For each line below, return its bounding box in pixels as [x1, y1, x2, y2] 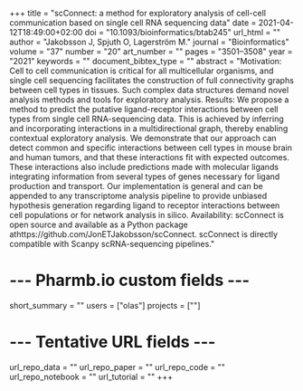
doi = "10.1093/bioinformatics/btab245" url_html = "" [84, 27, 280, 37]
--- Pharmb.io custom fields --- [9, 271, 251, 291]
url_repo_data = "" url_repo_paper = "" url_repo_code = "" [9, 361, 226, 372]
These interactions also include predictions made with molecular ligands [9, 162, 279, 172]
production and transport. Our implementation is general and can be [9, 181, 264, 191]
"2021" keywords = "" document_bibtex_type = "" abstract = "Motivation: [9, 56, 282, 66]
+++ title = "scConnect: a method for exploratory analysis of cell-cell [9, 8, 267, 18]
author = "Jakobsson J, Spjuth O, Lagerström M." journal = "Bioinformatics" [9, 36, 289, 47]
